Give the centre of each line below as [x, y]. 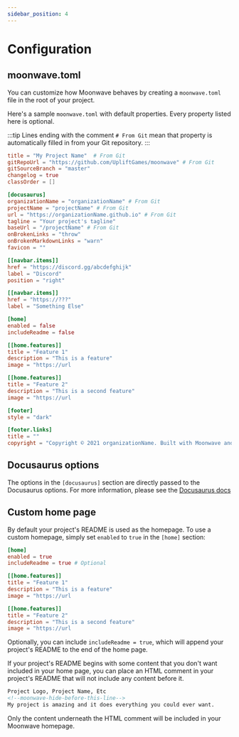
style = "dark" [30, 417]
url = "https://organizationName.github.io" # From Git [92, 215]
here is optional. [31, 121]
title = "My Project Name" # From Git [67, 156]
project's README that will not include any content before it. [96, 679]
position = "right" [36, 280]
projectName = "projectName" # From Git [68, 208]
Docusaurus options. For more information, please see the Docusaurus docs [119, 490]
